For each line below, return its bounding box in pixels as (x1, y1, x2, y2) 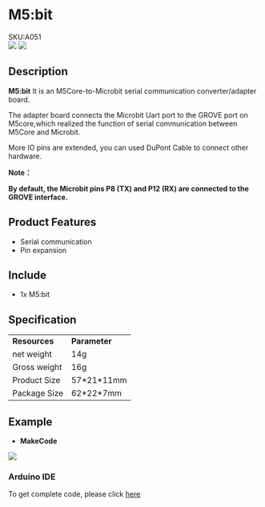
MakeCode (19, 437, 58, 445)
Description (8, 65, 68, 78)
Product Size (12, 375, 61, 386)
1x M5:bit (19, 290, 50, 300)
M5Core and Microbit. (8, 127, 81, 137)
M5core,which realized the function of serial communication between (8, 119, 238, 128)
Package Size (12, 388, 64, 399)
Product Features (8, 215, 97, 229)
